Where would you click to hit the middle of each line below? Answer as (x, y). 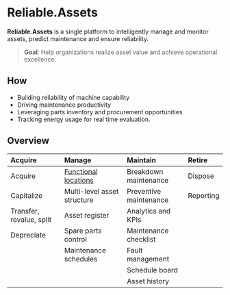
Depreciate (28, 235)
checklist (141, 239)
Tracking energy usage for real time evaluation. (84, 119)
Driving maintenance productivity (64, 105)
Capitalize (27, 195)
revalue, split (31, 219)
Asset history (148, 281)
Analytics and (149, 211)
